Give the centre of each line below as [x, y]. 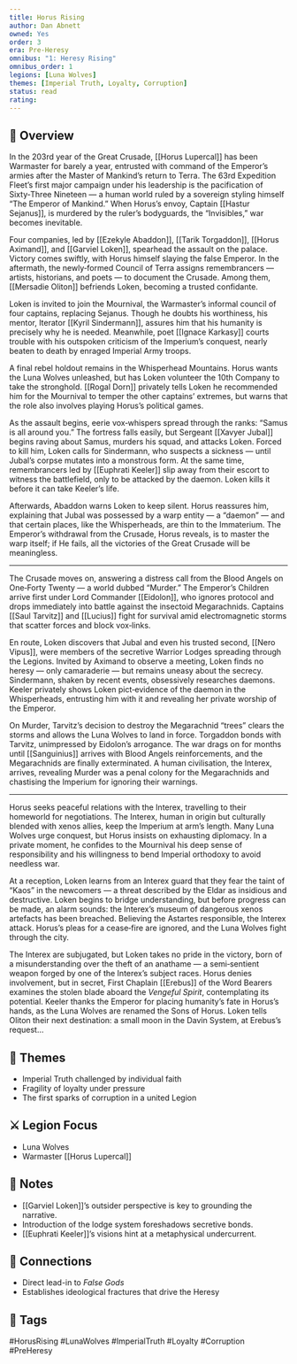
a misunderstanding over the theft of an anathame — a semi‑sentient [134, 964]
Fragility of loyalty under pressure [84, 1088]
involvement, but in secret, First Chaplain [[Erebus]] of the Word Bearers [141, 983]
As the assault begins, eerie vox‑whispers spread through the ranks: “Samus [148, 423]
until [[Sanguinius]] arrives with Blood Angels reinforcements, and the [136, 754]
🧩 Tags [28, 1320]
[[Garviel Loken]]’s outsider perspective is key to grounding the [137, 1206]
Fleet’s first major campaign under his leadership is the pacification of [136, 185]
